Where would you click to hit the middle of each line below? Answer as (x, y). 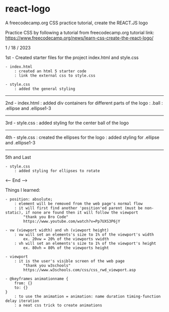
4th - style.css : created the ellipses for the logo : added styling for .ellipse (82, 137)
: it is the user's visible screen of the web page (69, 261)
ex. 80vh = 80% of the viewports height (66, 248)
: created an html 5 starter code (50, 71)
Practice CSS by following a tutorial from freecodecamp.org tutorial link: (80, 32)
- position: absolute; (29, 199)
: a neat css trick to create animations (58, 305)
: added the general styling (45, 89)
